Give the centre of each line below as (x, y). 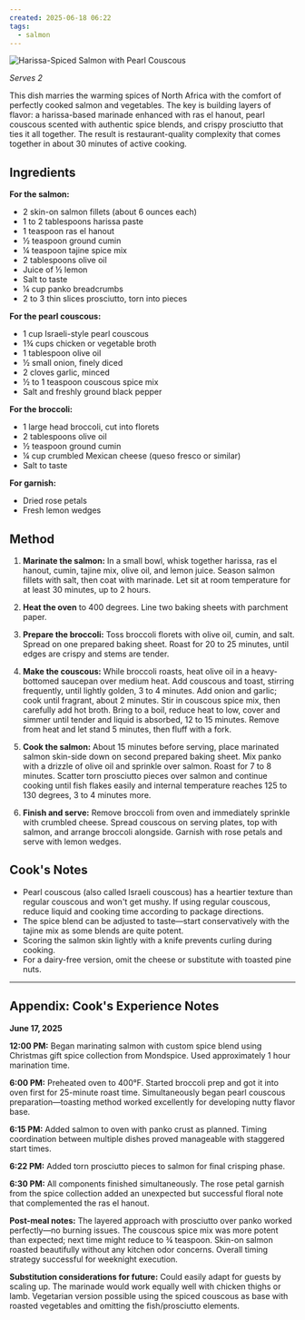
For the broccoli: (41, 409)
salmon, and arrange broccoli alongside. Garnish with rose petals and (152, 832)
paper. (34, 617)
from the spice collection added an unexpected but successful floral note (147, 1193)
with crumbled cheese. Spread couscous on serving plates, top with (150, 822)
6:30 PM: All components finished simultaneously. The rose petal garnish (147, 1183)
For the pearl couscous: (55, 316)
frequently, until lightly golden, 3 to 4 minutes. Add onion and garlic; (149, 690)
